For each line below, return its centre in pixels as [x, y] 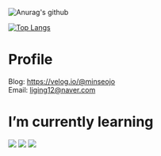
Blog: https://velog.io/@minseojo [62, 81]
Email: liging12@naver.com [52, 89]
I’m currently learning [81, 122]
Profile [31, 60]
